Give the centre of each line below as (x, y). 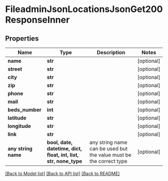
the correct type (108, 161)
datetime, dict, (64, 149)
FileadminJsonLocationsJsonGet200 (84, 9)
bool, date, (60, 142)
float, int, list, (63, 155)
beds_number (24, 110)
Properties (22, 38)
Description (111, 52)
